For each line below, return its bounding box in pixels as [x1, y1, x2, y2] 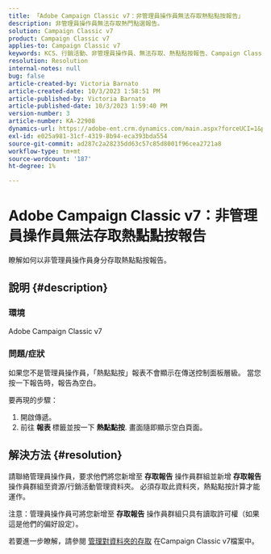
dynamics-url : [8, 125, 56, 133]
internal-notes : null [8, 65, 81, 73]
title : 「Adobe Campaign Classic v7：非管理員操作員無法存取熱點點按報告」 [8, 11, 244, 20]
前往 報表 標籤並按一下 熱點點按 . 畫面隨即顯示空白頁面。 [19, 422, 207, 433]
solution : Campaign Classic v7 [8, 27, 114, 35]
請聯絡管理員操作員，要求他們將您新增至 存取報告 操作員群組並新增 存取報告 [8, 471, 262, 481]
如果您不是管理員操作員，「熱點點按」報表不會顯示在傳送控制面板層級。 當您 [8, 368, 261, 378]
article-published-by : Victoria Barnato [8, 95, 147, 103]
